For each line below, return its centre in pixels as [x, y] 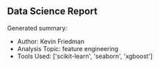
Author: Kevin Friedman [51, 41]
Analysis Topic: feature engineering [68, 48]
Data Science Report [53, 11]
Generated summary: [37, 28]
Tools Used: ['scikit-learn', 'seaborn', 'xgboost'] [85, 56]
